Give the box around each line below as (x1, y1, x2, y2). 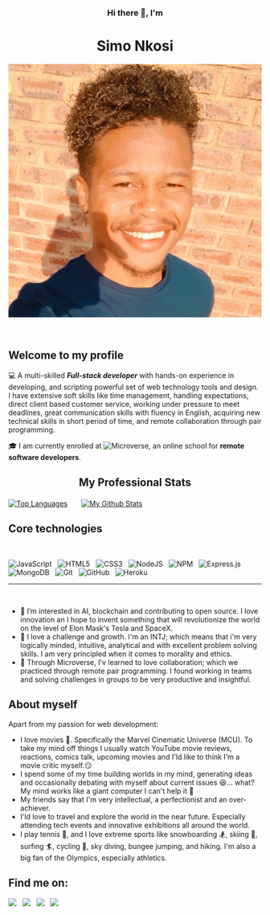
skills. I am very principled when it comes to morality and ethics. (19, 649, 233, 659)
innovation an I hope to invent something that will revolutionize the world (19, 614, 260, 624)
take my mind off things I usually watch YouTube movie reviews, (19, 743, 232, 753)
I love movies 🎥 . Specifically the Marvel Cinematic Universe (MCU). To (19, 735, 253, 745)
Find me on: (8, 876, 68, 890)
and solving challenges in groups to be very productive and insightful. (19, 675, 252, 684)
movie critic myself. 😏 (19, 760, 92, 770)
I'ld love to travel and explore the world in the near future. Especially (19, 811, 246, 821)
